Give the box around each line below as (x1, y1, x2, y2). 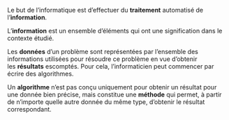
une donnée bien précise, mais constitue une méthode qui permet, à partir (7, 90, 222, 98)
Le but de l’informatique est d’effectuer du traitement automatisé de (7, 6, 204, 14)
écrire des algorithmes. (7, 69, 74, 78)
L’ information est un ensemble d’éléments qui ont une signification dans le (7, 27, 223, 35)
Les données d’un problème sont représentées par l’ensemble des (7, 48, 199, 55)
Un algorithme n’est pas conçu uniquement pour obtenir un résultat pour (7, 83, 217, 91)
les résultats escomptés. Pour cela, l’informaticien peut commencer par (7, 62, 214, 70)
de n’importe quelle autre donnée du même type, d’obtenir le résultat (7, 98, 205, 106)
